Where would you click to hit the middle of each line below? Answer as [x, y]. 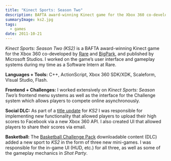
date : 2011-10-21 [24, 34]
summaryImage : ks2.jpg [29, 19]
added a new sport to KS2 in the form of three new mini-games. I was [78, 142]
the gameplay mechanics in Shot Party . [47, 153]
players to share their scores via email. [46, 127]
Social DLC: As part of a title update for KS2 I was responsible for [74, 111]
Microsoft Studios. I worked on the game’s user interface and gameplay [80, 59]
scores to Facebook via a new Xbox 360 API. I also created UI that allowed [83, 121]
